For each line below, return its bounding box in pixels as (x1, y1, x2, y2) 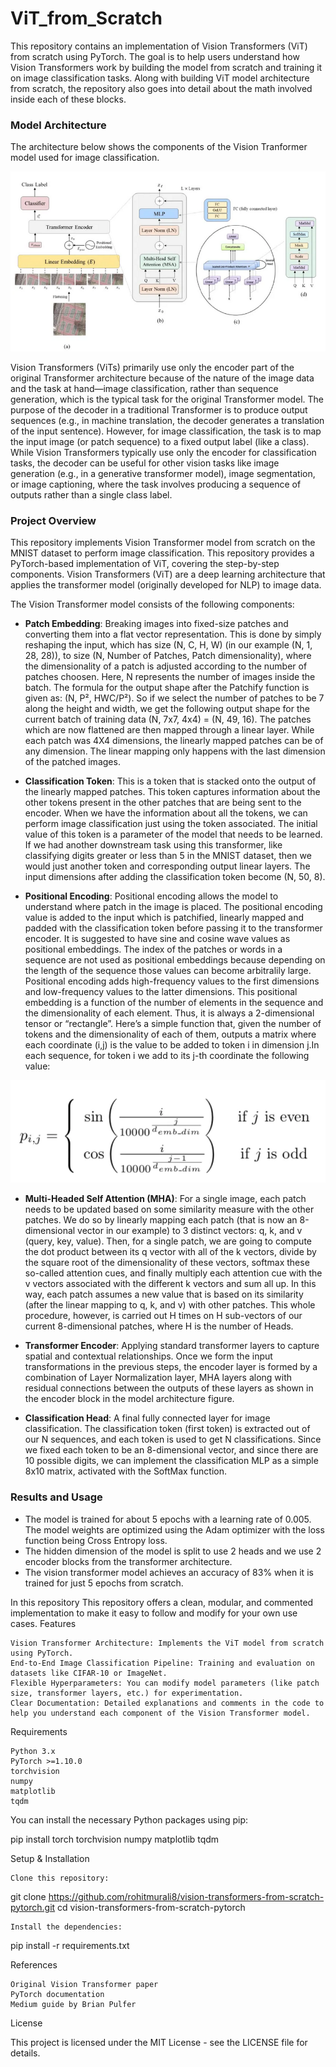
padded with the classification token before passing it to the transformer (24, 922, 323, 934)
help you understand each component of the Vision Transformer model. (10, 1708, 311, 1718)
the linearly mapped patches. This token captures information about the (24, 786, 321, 798)
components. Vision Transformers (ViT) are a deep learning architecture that (10, 568, 326, 581)
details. (10, 2047, 41, 2059)
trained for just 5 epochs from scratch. (24, 1577, 184, 1589)
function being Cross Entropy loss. (24, 1534, 168, 1546)
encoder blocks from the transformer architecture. (24, 1555, 233, 1567)
